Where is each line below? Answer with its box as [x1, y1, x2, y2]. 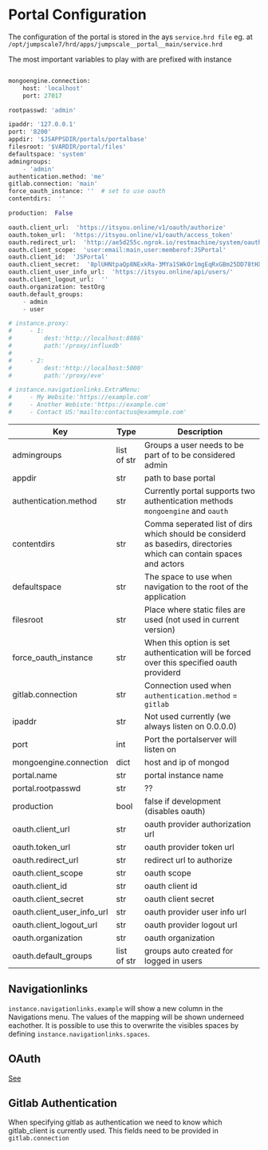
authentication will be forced [144, 646, 251, 658]
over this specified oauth [144, 657, 238, 668]
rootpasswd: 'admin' [8, 106, 77, 114]
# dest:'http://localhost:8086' [8, 334, 145, 342]
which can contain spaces [144, 548, 242, 559]
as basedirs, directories [144, 538, 233, 549]
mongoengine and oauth [144, 505, 229, 516]
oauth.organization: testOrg [8, 283, 105, 290]
